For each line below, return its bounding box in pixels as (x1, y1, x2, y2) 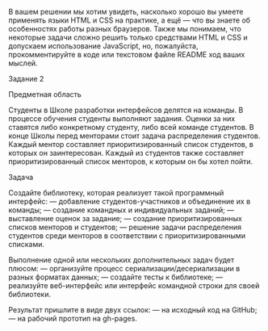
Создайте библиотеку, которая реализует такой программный (8, 188, 224, 197)
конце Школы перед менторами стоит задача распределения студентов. (8, 131, 261, 140)
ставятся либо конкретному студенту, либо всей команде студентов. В (8, 123, 254, 132)
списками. (8, 240, 45, 249)
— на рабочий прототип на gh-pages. (8, 314, 137, 323)
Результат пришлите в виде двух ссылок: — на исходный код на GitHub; (8, 305, 258, 314)
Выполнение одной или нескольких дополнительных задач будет (8, 255, 235, 265)
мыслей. (8, 58, 38, 68)
